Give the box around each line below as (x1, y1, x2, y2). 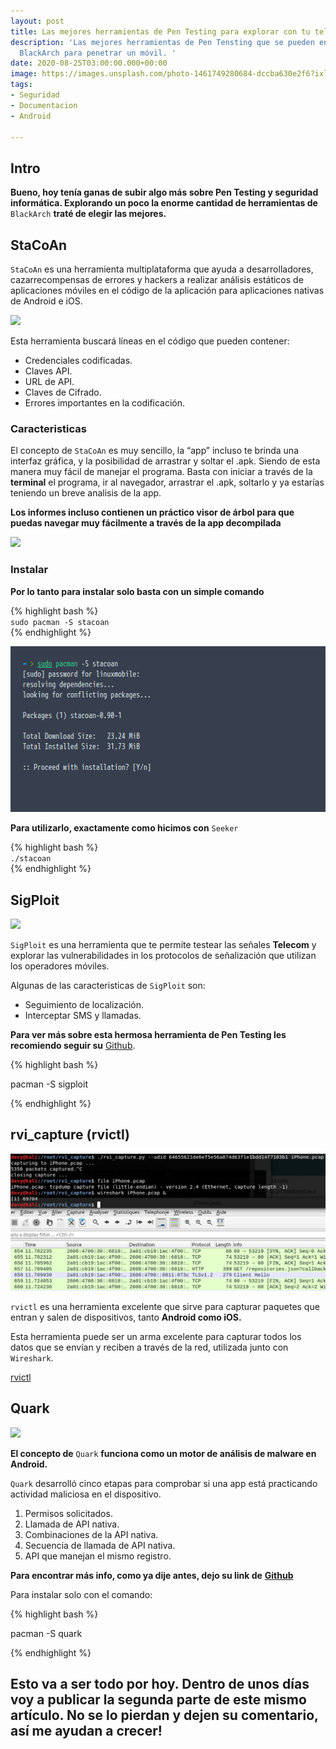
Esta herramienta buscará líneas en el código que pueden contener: (10, 335, 290, 347)
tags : (10, 80, 33, 90)
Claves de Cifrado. (24, 386, 102, 398)
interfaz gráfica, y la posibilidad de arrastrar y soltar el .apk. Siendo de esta (10, 455, 321, 467)
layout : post (10, 16, 65, 26)
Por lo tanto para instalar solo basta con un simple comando (10, 585, 265, 597)
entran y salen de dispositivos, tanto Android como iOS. (10, 1311, 242, 1323)
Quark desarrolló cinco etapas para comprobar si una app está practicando (10, 1477, 318, 1489)
